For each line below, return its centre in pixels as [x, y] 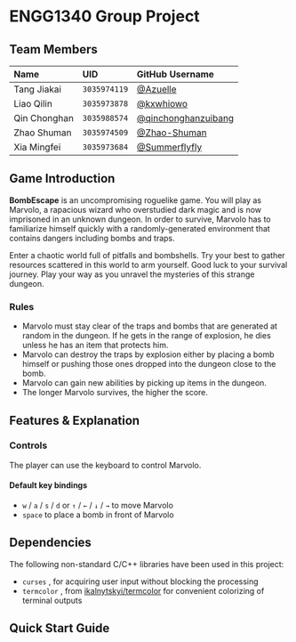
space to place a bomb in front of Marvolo [98, 515]
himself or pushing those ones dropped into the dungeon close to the [149, 364]
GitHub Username [176, 74]
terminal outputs [52, 600]
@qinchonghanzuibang [185, 118]
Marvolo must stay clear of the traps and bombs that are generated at [150, 326]
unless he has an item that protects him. [95, 345]
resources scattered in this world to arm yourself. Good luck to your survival [148, 264]
